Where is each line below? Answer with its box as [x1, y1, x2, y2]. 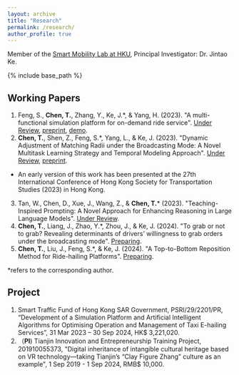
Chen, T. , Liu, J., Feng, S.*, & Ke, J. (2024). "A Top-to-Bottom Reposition [17, 245, 230, 253]
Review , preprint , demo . [17, 126, 88, 135]
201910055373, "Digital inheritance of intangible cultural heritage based [17, 344, 230, 353]
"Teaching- [185, 199, 219, 207]
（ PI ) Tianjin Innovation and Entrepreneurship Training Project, [17, 337, 202, 345]
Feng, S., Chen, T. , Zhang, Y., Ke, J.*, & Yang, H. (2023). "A [17, 111, 191, 120]
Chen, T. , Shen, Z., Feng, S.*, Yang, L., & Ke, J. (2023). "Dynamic [17, 133, 208, 143]
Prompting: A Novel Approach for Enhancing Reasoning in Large [43, 207, 232, 215]
